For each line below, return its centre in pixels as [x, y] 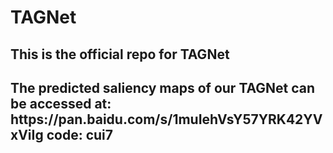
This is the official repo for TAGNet [120, 54]
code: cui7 [79, 134]
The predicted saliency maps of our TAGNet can [163, 87]
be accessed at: [61, 103]
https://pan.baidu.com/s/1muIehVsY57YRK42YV [166, 119]
